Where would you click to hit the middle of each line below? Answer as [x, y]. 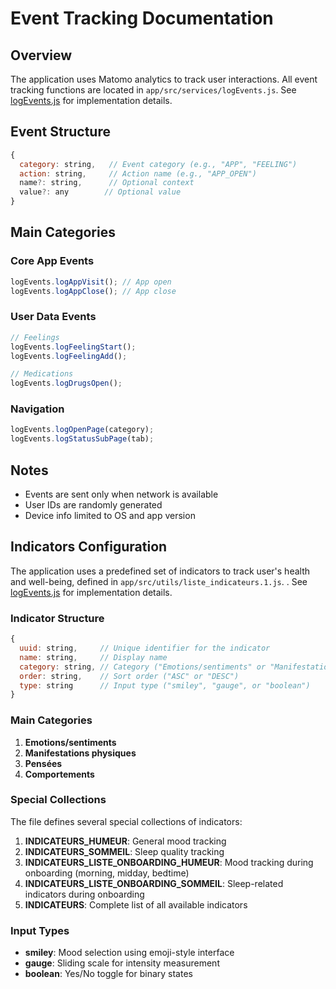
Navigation [37, 409]
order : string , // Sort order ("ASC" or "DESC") [129, 676]
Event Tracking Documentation [142, 18]
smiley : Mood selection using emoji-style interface [129, 953]
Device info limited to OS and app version [110, 516]
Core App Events [52, 261]
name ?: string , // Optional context [107, 183]
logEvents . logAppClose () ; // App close [93, 291]
